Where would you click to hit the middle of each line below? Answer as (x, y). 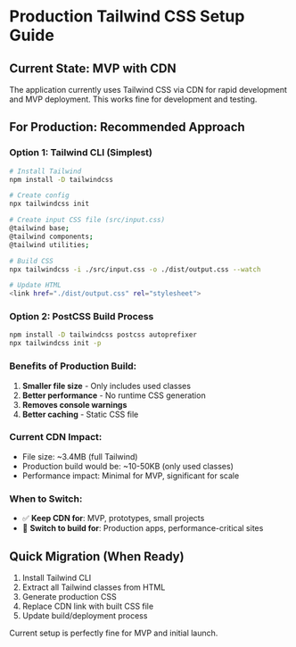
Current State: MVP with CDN (93, 68)
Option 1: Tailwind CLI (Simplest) (81, 153)
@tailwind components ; (51, 236)
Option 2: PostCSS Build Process (82, 317)
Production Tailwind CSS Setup (127, 17)
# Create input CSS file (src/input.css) (87, 220)
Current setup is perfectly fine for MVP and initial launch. (114, 633)
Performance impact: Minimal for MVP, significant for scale (131, 476)
